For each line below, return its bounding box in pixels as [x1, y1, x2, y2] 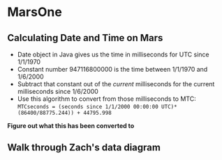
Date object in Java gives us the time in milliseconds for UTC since [17, 50, 209, 58]
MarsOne [7, 4, 63, 20]
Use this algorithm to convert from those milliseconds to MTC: [17, 95, 197, 103]
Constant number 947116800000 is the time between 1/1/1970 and [17, 65, 208, 73]
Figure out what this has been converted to [7, 122, 135, 129]
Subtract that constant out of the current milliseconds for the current [17, 80, 215, 88]
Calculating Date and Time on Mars [7, 32, 163, 44]
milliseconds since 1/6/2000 [17, 88, 99, 95]
